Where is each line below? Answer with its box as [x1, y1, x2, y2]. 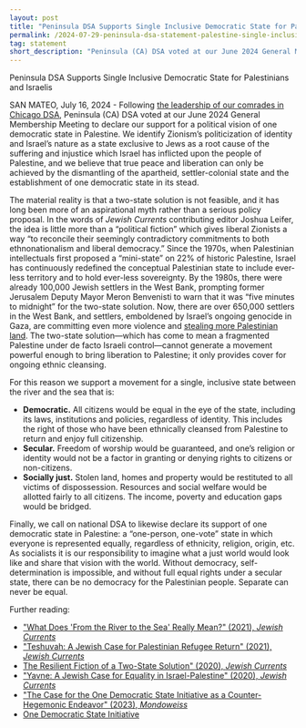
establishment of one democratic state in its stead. [9, 177, 199, 188]
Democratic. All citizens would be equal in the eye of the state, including [22, 405, 296, 415]
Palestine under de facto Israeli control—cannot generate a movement [9, 340, 273, 351]
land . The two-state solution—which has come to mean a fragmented [9, 330, 270, 342]
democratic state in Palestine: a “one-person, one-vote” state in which [9, 528, 273, 539]
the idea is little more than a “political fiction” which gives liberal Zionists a [9, 224, 288, 235]
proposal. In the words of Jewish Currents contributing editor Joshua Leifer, [9, 214, 294, 225]
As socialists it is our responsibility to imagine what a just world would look [9, 548, 290, 559]
